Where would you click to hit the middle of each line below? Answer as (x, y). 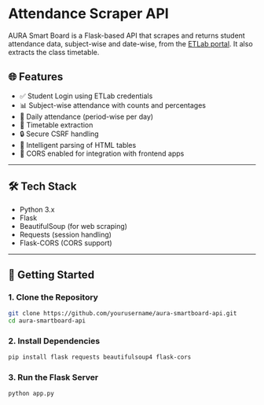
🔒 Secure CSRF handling (59, 134)
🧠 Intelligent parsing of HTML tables (78, 145)
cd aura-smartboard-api (47, 321)
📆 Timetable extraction (56, 125)
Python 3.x (37, 209)
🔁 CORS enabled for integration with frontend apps (102, 153)
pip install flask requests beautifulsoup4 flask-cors (100, 357)
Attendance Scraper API (88, 14)
